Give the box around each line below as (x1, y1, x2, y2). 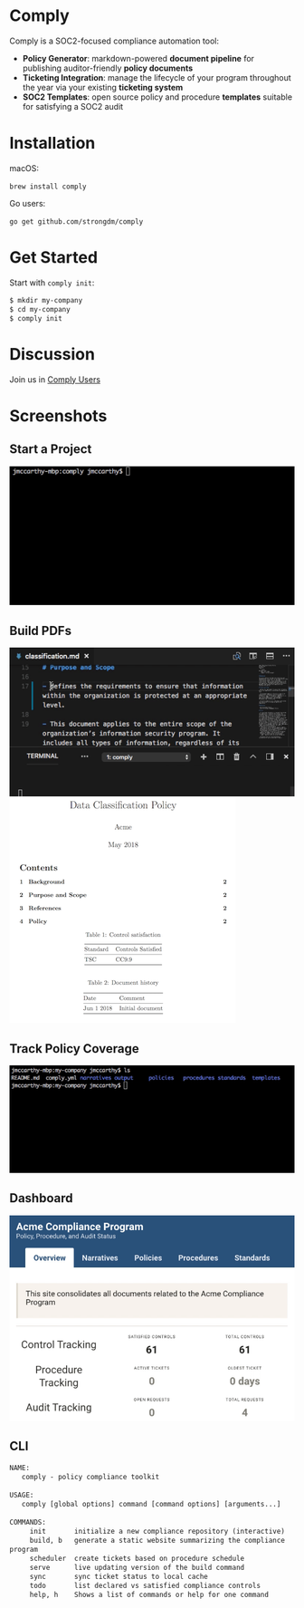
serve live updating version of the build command (29, 1564, 245, 1573)
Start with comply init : (9, 277, 95, 288)
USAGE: (9, 1491, 34, 1500)
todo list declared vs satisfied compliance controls (29, 1582, 261, 1591)
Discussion (9, 344, 95, 364)
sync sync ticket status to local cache (29, 1573, 208, 1582)
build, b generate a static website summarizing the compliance (29, 1536, 285, 1545)
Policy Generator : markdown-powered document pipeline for (22, 53, 255, 63)
